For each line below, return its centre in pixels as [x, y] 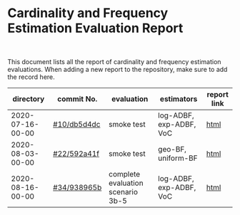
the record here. [31, 77]
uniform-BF [178, 158]
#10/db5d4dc [77, 124]
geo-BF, [172, 149]
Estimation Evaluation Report [95, 28]
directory [29, 99]
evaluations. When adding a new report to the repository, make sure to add [117, 69]
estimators [179, 99]
